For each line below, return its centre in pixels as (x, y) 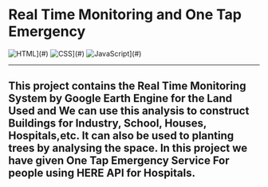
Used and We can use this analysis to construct (129, 111)
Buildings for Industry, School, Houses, (108, 124)
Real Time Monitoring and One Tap (125, 15)
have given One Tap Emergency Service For (119, 161)
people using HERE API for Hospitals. (102, 173)
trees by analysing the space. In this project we (128, 148)
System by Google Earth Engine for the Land (120, 98)
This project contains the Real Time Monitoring (127, 86)
